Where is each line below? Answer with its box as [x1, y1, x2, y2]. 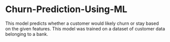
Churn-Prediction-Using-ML [5, 4, 128, 15]
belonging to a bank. [5, 31, 48, 37]
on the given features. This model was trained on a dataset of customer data [5, 25, 165, 31]
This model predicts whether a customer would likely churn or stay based [5, 20, 159, 26]
